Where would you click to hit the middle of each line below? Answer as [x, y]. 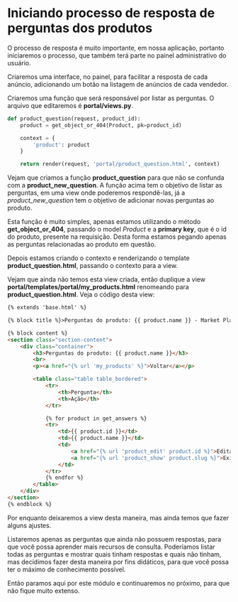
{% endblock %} [30, 504]
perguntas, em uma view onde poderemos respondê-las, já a [96, 193]
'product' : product [62, 145]
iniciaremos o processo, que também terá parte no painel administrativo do [117, 55]
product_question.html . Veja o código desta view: [81, 295]
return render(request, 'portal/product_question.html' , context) [120, 164]
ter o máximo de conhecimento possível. [67, 569]
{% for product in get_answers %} [96, 418]
